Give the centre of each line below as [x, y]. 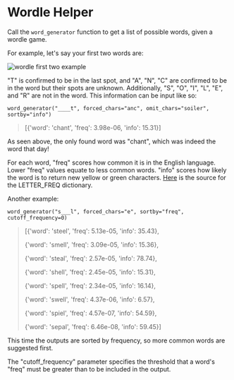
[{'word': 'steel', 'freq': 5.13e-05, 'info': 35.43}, [92, 231]
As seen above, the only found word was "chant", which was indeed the [112, 141]
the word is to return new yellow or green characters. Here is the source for [117, 177]
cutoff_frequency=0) [38, 218]
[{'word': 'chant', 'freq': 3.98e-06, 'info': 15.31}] [93, 127]
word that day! [28, 148]
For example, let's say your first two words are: [75, 53]
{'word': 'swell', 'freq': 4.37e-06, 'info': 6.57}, [90, 299]
